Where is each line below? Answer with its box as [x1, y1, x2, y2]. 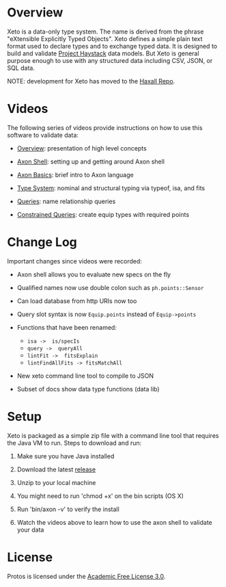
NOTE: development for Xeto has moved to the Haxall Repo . [7, 77, 175, 85]
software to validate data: [7, 131, 79, 139]
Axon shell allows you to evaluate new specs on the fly [16, 270, 171, 278]
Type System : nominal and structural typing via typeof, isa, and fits [16, 183, 206, 192]
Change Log [7, 235, 77, 250]
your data [16, 525, 44, 534]
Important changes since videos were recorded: [7, 257, 142, 265]
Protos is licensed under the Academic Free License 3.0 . [7, 572, 166, 580]
